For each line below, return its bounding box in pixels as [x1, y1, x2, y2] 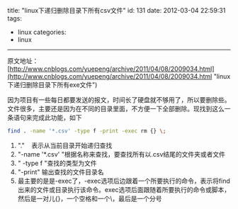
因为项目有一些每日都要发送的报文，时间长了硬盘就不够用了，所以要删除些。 [7, 96, 231, 104]
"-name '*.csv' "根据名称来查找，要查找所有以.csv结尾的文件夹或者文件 [17, 149, 225, 158]
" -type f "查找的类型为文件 [17, 159, 97, 167]
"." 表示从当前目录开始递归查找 [17, 141, 113, 149]
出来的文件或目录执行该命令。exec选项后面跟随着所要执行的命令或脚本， [17, 185, 231, 193]
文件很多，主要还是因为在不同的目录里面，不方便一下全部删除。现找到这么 [7, 105, 225, 113]
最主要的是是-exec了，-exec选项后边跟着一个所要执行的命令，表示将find [17, 176, 230, 185]
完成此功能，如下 [31, 113, 82, 122]
